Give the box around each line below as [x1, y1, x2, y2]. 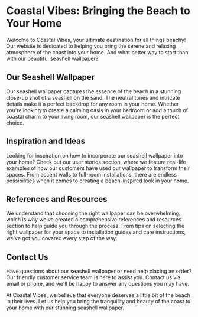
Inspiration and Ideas [6, 136, 86, 146]
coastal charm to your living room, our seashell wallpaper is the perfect [6, 113, 180, 120]
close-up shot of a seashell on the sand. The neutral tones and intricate [6, 94, 180, 101]
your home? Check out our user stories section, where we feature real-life [6, 158, 186, 165]
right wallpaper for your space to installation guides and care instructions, [6, 228, 186, 236]
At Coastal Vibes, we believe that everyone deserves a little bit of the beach [6, 292, 191, 299]
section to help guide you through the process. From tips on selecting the [6, 223, 185, 230]
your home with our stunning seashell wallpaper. [6, 304, 124, 311]
